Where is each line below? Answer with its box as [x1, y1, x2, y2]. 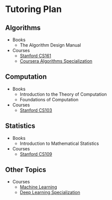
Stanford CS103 [19, 107, 52, 113]
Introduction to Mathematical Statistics [19, 140, 99, 146]
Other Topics [5, 165, 46, 174]
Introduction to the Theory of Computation [19, 91, 107, 97]
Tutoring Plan [5, 4, 62, 15]
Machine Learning [19, 184, 57, 190]
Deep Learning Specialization [19, 189, 81, 195]
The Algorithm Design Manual [19, 42, 81, 48]
